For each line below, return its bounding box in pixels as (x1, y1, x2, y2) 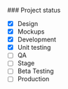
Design (17, 20, 39, 27)
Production (17, 75, 50, 83)
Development (17, 35, 57, 44)
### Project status (7, 6, 61, 14)
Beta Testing (17, 67, 54, 76)
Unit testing (17, 43, 51, 52)
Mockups (17, 27, 45, 36)
